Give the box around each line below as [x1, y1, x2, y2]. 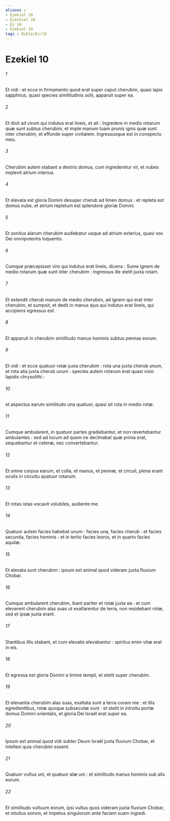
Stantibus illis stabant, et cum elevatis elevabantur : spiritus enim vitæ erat [5, 639, 162, 645]
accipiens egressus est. [5, 307, 55, 313]
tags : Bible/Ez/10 [5, 31, 47, 36]
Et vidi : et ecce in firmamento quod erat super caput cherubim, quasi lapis [5, 87, 163, 93]
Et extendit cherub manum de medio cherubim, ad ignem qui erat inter [5, 296, 154, 303]
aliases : [5, 7, 27, 13]
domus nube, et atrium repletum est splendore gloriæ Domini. [5, 202, 135, 209]
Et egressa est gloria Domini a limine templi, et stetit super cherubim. [5, 671, 151, 678]
